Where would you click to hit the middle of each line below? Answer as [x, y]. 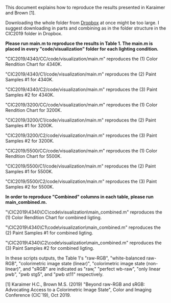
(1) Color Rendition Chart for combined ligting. [54, 217]
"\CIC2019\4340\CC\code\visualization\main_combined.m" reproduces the [84, 212]
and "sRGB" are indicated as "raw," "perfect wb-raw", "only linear [92, 269]
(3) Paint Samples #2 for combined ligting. [50, 248]
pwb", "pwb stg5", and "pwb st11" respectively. [54, 274]
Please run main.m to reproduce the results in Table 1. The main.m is [79, 43]
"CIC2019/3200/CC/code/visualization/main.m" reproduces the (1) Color [81, 105]
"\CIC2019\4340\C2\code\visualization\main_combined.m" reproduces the [83, 243]
